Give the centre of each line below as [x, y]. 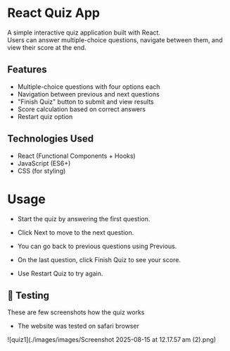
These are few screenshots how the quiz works [76, 312]
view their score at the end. [47, 47]
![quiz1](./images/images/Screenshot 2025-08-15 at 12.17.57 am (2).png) [112, 340]
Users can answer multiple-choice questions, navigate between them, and [115, 39]
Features [27, 69]
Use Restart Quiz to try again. [60, 273]
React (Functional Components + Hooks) [76, 156]
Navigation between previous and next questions [88, 94]
